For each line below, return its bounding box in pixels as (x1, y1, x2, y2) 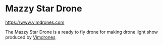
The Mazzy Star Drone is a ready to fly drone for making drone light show (5, 29, 158, 35)
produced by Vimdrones (5, 34, 56, 40)
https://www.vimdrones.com (5, 19, 65, 25)
